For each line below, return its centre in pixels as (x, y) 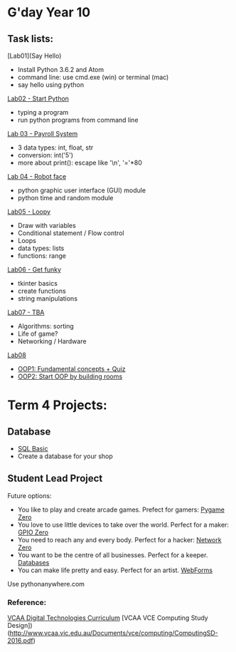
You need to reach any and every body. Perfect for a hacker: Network (119, 539)
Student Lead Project (55, 478)
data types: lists (41, 248)
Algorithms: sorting (46, 326)
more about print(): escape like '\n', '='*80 (80, 162)
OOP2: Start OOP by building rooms (70, 376)
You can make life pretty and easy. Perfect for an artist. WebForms (115, 570)
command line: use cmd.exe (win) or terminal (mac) (93, 77)
